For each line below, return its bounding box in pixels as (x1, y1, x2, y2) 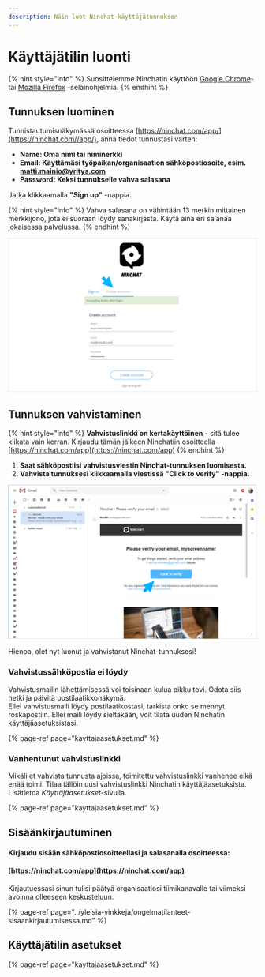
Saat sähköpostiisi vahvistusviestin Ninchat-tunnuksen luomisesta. (19, 460, 247, 470)
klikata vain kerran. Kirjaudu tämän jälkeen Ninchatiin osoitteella (8, 437, 215, 446)
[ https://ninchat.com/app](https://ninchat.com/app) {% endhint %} (8, 445, 225, 455)
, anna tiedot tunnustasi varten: (96, 134, 198, 144)
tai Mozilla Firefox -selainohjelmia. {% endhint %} (8, 82, 169, 92)
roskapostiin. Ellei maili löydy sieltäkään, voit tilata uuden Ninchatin (8, 709, 226, 719)
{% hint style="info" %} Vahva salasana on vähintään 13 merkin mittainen (8, 205, 246, 215)
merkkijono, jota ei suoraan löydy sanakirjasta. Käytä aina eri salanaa (8, 214, 233, 224)
